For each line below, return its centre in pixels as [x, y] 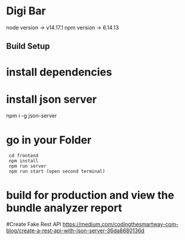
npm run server [27, 166]
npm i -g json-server [32, 116]
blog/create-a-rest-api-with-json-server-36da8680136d [75, 230]
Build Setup [28, 46]
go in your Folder [49, 140]
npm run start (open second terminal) [57, 171]
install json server [52, 99]
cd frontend [24, 156]
